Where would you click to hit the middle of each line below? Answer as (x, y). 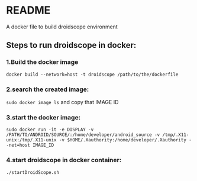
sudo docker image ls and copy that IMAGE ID (62, 102)
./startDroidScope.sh (33, 172)
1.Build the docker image (42, 62)
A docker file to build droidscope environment (62, 27)
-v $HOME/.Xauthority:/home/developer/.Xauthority (122, 140)
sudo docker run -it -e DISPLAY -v (50, 130)
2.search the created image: (48, 89)
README (28, 10)
